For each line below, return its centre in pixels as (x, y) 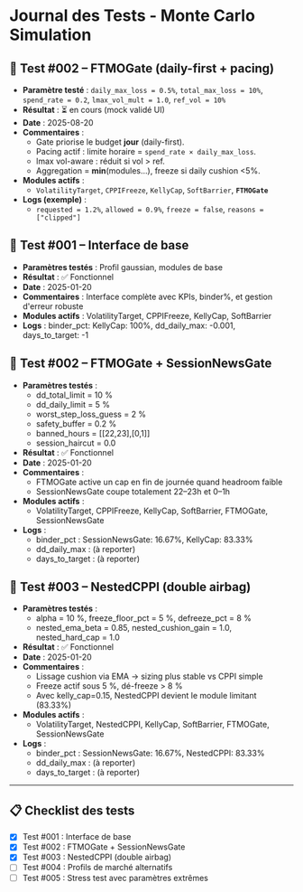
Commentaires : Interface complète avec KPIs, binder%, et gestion (147, 296)
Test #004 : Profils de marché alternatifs (97, 868)
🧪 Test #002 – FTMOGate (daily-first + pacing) (142, 68)
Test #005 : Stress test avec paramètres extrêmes (115, 878)
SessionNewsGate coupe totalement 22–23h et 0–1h (133, 491)
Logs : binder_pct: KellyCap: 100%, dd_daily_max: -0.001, (129, 325)
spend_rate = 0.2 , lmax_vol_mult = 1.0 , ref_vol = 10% (124, 99)
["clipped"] (58, 218)
